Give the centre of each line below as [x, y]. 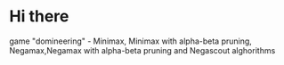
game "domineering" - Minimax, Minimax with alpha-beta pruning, [130, 41]
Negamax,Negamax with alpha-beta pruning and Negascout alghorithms [142, 50]
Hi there [39, 16]
